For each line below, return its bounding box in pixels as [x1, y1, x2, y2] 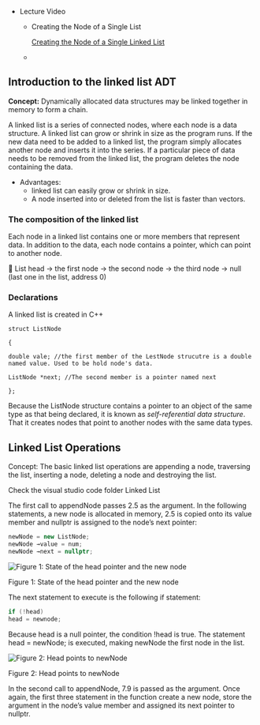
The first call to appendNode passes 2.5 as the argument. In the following [8, 501, 247, 510]
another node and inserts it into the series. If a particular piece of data [8, 145, 236, 155]
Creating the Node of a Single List [31, 22, 142, 31]
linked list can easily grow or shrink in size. [31, 186, 171, 195]
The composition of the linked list [8, 213, 139, 224]
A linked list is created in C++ [8, 310, 104, 319]
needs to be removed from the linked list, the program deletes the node [8, 153, 240, 163]
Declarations [8, 292, 58, 303]
